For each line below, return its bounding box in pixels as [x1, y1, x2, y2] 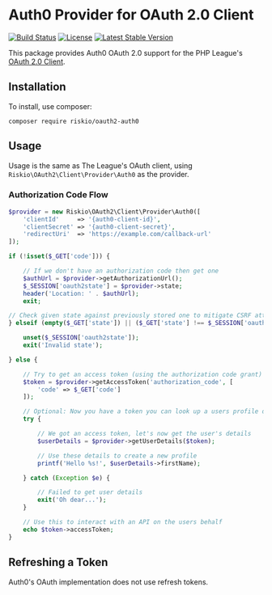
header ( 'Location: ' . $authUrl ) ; [23, 289, 139, 297]
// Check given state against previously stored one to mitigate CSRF [8, 311, 252, 320]
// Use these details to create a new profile [37, 451, 198, 460]
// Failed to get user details [37, 488, 143, 496]
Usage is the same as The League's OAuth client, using [8, 160, 193, 171]
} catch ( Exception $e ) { [23, 474, 111, 482]
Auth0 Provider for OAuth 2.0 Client [8, 6, 254, 24]
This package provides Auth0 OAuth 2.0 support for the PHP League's [8, 48, 243, 57]
